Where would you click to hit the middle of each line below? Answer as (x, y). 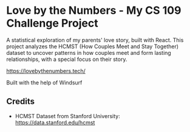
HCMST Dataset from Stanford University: (67, 116)
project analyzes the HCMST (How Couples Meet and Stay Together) (93, 46)
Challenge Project (52, 23)
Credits (21, 102)
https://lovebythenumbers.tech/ (46, 71)
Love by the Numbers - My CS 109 (94, 11)
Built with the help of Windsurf (44, 83)
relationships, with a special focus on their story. (67, 59)
